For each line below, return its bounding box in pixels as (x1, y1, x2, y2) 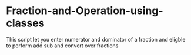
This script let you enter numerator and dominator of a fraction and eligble (6, 36, 186, 43)
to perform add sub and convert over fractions (6, 42, 119, 49)
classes (6, 16, 45, 30)
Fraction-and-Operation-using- (6, 4, 163, 18)
